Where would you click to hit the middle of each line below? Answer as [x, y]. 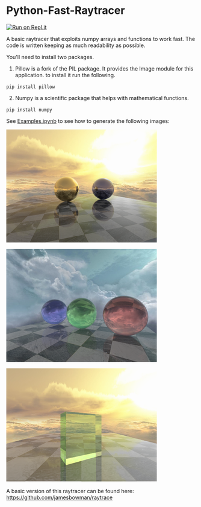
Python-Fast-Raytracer [66, 11]
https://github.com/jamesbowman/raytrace [60, 497]
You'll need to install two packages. [50, 57]
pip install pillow [31, 87]
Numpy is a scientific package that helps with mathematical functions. [102, 98]
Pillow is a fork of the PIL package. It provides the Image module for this [104, 68]
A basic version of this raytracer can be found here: [70, 491]
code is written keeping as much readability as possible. [76, 45]
